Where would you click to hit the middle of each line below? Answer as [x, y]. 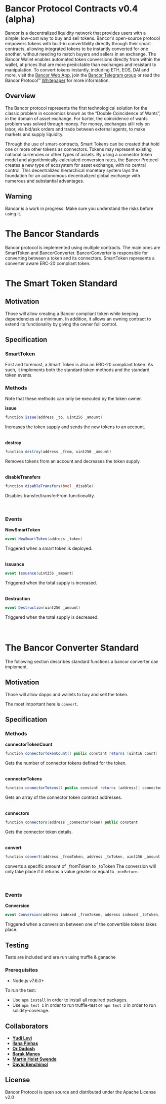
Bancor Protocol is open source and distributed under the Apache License [81, 1092]
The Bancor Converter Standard [72, 648]
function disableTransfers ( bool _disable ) [49, 486]
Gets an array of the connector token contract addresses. [64, 797]
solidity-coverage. [31, 1011]
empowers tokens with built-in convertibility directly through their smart [78, 43]
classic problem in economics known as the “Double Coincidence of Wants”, [83, 113]
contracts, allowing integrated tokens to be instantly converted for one [77, 49]
